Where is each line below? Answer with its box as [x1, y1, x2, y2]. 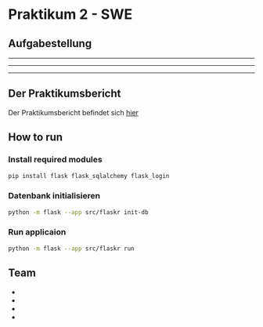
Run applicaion [8, 227, 67, 238]
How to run [8, 131, 63, 144]
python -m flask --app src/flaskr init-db [8, 208, 149, 216]
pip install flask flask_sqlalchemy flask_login [8, 172, 170, 180]
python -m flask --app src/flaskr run [8, 245, 135, 253]
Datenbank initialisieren [8, 191, 100, 202]
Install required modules [8, 154, 103, 165]
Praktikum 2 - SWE [8, 5, 133, 24]
